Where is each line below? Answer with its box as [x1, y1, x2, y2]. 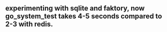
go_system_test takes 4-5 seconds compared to [5, 12, 162, 21]
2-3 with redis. [5, 20, 54, 28]
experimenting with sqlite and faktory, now [5, 4, 145, 13]
